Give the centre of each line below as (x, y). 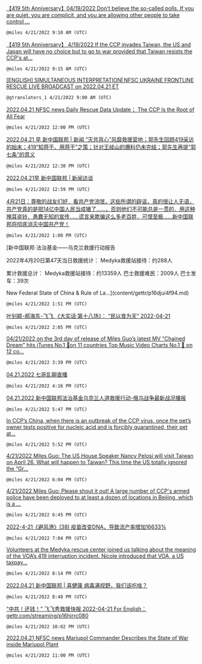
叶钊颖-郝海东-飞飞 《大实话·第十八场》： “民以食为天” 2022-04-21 (88, 316)
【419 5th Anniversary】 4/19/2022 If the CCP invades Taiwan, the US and (99, 44)
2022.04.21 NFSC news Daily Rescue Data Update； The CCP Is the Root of (100, 109)
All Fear (16, 116)
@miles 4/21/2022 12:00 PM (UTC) (48, 128)
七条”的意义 (21, 155)
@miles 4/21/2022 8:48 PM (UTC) (47, 597)
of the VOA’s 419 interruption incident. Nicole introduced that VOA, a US (95, 556)
